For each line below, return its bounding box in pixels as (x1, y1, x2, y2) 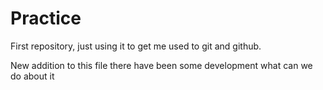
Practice (10, 7, 82, 30)
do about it (10, 70, 55, 82)
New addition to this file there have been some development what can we (10, 59, 313, 71)
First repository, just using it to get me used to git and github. (10, 40, 262, 52)
